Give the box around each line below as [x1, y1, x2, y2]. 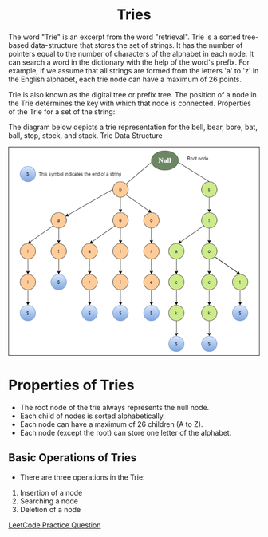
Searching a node [19, 496, 78, 506]
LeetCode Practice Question [8, 520, 101, 530]
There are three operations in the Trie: [19, 472, 145, 482]
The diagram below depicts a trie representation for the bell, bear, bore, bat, [8, 122, 258, 132]
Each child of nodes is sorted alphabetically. [19, 411, 166, 421]
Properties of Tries [8, 376, 135, 394]
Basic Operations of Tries [8, 451, 137, 464]
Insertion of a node [19, 488, 83, 497]
